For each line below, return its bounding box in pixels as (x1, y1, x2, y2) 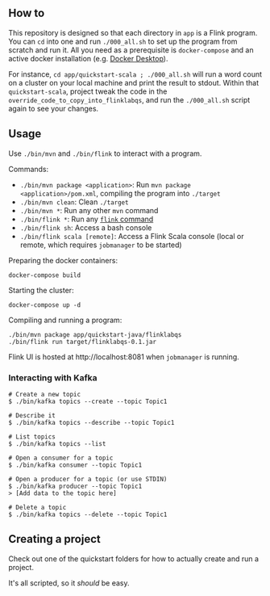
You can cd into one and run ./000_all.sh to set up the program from (8, 36, 238, 46)
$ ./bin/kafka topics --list (8, 439, 106, 447)
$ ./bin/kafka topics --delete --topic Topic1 (8, 510, 168, 518)
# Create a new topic (8, 390, 81, 398)
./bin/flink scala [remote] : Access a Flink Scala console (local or (19, 231, 244, 241)
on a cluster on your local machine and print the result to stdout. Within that (8, 78, 260, 87)
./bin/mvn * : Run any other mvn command (19, 205, 159, 215)
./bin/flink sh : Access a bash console (19, 222, 152, 233)
